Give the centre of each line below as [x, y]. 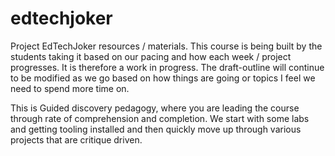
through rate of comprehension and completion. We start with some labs [160, 118]
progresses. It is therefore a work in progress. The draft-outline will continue [167, 67]
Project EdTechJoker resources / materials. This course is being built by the [166, 46]
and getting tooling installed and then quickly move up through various [156, 129]
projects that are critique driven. [76, 139]
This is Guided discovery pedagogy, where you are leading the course [155, 108]
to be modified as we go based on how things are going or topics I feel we [163, 78]
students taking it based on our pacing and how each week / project [151, 56]
